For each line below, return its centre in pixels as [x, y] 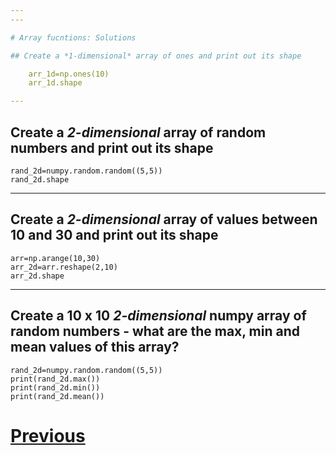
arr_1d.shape [55, 83]
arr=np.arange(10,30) [55, 258]
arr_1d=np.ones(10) [69, 74]
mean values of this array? [95, 347]
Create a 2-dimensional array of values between [164, 219]
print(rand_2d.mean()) [57, 396]
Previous [48, 435]
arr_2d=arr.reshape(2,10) [64, 267]
